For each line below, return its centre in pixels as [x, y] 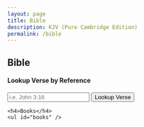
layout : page [27, 14]
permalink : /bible [34, 34]
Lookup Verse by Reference [49, 81]
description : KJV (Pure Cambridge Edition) [73, 27]
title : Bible [27, 21]
